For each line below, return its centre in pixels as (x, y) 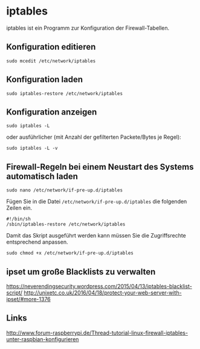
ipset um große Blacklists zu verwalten (81, 272)
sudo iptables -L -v (32, 148)
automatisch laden (42, 176)
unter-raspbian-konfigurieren (43, 339)
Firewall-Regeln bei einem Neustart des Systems (100, 167)
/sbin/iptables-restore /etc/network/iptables (66, 224)
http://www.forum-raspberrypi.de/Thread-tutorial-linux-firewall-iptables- (97, 333)
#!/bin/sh (19, 219)
